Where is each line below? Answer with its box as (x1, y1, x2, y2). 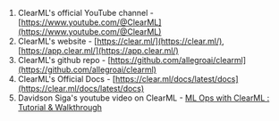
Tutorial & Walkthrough (17, 102, 103, 112)
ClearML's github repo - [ (17, 55, 112, 65)
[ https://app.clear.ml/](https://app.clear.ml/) (17, 45, 179, 56)
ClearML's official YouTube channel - (17, 8, 155, 18)
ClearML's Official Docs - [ (17, 74, 116, 84)
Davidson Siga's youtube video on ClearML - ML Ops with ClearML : (17, 93, 270, 103)
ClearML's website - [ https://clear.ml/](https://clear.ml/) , (17, 36, 225, 46)
